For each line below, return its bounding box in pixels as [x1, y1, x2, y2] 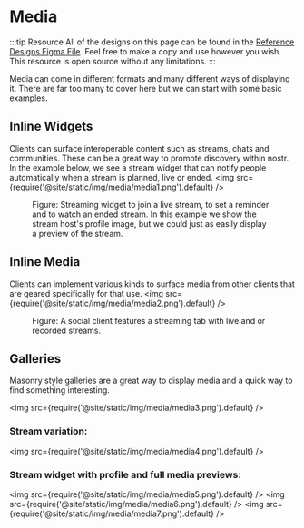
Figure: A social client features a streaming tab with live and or [32, 315, 266, 326]
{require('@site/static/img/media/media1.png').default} [9, 181, 214, 192]
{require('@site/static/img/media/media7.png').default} [9, 508, 215, 519]
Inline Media [9, 254, 81, 269]
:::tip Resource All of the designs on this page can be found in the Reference [9, 36, 295, 47]
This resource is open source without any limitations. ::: [9, 55, 216, 66]
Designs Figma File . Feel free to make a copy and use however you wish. [9, 45, 281, 56]
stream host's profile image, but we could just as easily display [32, 218, 267, 229]
